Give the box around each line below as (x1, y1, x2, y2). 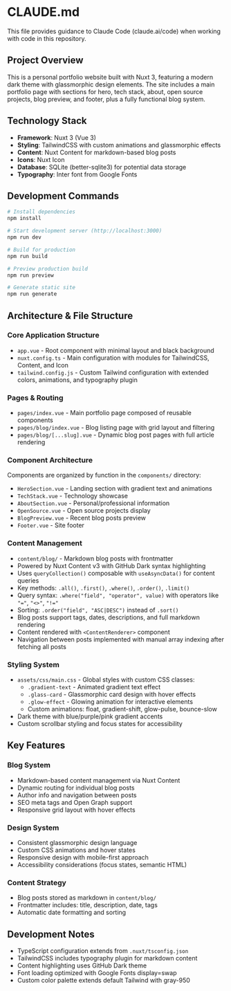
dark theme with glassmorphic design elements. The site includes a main (7, 80, 215, 89)
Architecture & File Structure (7, 309, 133, 322)
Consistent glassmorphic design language (17, 838, 138, 846)
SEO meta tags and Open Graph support (17, 798, 133, 806)
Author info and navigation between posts (17, 790, 137, 799)
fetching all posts (17, 642, 67, 651)
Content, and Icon (17, 361, 69, 369)
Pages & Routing (7, 392, 64, 402)
